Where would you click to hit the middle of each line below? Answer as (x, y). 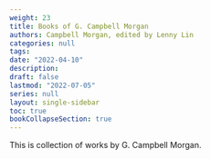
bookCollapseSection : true (61, 119)
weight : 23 (30, 18)
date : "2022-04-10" (47, 60)
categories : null (42, 43)
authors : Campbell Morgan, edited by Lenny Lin (102, 35)
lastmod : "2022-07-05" (52, 85)
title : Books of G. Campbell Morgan (79, 26)
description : (34, 69)
